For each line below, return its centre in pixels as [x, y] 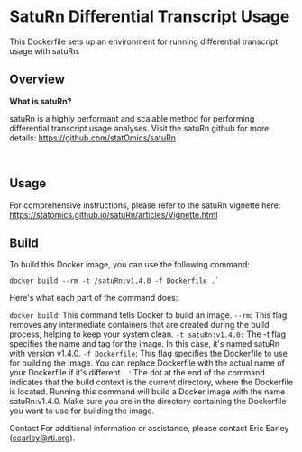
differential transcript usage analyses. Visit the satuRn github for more [139, 128]
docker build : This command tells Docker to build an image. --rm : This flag [148, 315]
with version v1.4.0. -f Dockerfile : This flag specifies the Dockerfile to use [149, 354]
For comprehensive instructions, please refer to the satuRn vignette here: [145, 205]
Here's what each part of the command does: [94, 298]
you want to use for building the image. [82, 411]
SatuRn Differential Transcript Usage [150, 17]
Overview [37, 80]
